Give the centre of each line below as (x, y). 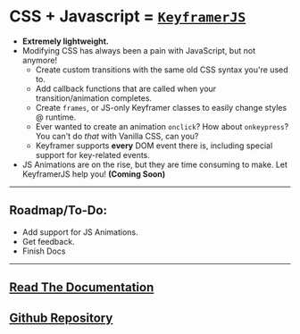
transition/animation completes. (94, 98)
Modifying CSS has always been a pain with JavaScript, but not (139, 50)
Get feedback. (48, 241)
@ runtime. (56, 117)
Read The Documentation (82, 288)
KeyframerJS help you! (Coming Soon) (94, 174)
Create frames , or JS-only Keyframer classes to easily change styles (161, 107)
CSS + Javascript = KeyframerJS (128, 17)
